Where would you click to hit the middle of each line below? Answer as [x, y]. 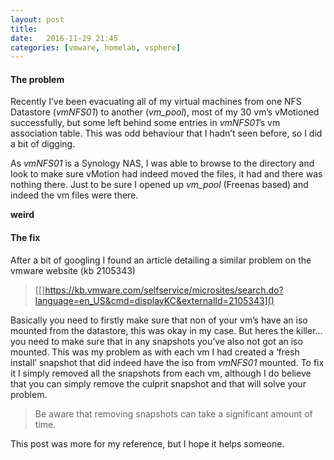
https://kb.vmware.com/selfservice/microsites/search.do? [164, 290]
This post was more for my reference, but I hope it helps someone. [147, 443]
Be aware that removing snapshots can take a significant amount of [173, 413]
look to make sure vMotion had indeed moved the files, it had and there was [166, 174]
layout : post [37, 19]
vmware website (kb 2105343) [73, 270]
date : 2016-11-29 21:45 [64, 38]
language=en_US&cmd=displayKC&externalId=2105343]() [154, 300]
